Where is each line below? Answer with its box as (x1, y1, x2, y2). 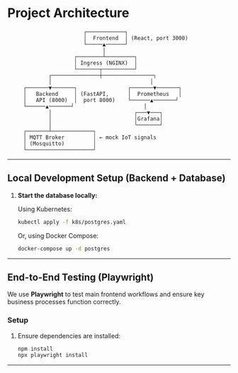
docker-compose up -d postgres (17, 245, 110, 252)
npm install (17, 345, 53, 352)
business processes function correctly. (7, 298, 121, 306)
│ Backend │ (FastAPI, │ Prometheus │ (23, 90, 182, 97)
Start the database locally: (17, 191, 98, 199)
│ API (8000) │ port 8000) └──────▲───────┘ (23, 96, 179, 104)
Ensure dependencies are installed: (17, 331, 121, 340)
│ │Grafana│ (48, 115, 163, 122)
